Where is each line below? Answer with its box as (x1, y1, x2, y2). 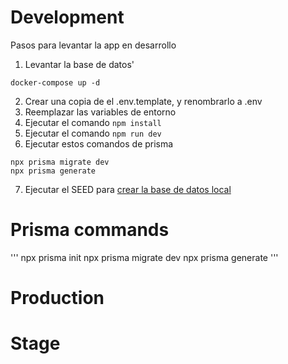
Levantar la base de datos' (24, 58, 135, 70)
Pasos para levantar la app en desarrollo (10, 39, 177, 51)
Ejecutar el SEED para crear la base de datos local (24, 183, 232, 195)
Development (10, 6, 125, 29)
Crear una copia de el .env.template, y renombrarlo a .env (24, 95, 263, 107)
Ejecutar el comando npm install (24, 116, 162, 128)
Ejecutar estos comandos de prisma (24, 137, 174, 150)
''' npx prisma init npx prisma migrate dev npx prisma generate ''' (10, 251, 279, 263)
